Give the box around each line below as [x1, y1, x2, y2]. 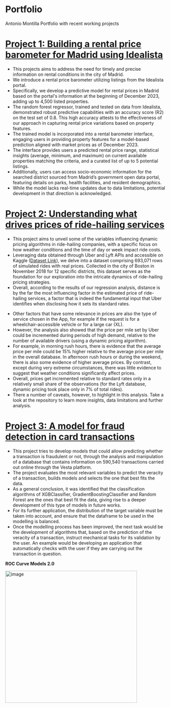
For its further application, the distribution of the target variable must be [12, 507, 163, 514]
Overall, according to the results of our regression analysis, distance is [12, 284, 160, 291]
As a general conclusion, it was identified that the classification [12, 486, 145, 492]
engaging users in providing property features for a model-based [12, 136, 149, 142]
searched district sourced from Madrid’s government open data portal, [12, 174, 160, 180]
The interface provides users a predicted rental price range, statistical [12, 147, 159, 153]
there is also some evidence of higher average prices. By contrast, [12, 359, 152, 365]
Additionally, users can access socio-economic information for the [12, 168, 152, 175]
